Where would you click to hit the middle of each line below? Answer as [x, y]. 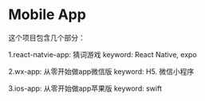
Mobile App [47, 15]
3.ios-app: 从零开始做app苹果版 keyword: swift [85, 88]
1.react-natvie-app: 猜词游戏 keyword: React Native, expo [102, 54]
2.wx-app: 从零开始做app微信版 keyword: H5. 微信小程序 [101, 71]
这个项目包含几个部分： [47, 37]
